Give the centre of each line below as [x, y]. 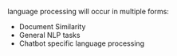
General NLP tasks [49, 35]
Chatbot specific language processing [82, 43]
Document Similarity [52, 26]
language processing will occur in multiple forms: [88, 11]
